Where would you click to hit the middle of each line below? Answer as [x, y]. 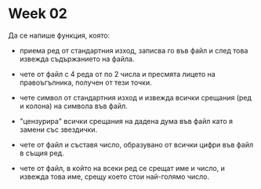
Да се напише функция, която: [59, 35]
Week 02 [38, 14]
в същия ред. [42, 153]
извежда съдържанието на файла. [77, 59]
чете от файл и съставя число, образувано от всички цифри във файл [136, 144]
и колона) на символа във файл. [73, 106]
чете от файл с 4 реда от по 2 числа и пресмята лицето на [117, 74]
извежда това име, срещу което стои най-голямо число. [114, 176]
